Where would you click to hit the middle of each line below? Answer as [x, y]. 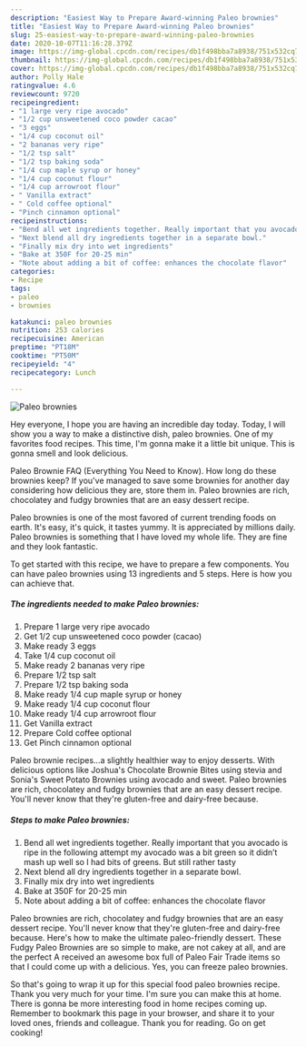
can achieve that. [43, 583]
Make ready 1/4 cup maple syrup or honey [103, 695]
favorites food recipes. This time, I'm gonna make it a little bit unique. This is [153, 443]
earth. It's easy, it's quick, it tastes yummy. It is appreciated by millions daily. [153, 527]
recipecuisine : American [57, 339]
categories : [33, 272]
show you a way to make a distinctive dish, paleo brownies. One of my [142, 434]
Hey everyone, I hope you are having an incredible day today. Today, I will [148, 424]
